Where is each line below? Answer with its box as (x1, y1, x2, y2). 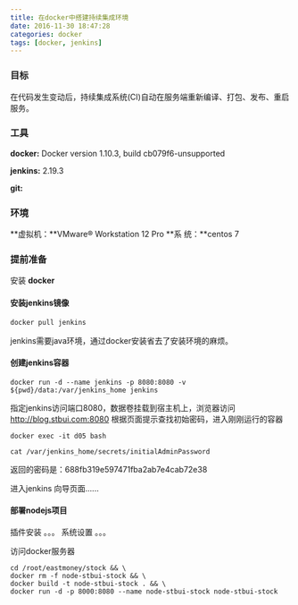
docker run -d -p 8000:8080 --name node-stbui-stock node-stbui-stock (10, 587, 278, 596)
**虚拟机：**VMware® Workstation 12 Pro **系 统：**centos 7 (10, 229, 240, 240)
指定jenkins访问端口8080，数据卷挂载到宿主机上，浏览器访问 (10, 402, 236, 413)
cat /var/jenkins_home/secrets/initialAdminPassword (10, 447, 211, 456)
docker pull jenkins (10, 318, 87, 327)
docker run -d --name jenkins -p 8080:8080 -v (10, 378, 186, 387)
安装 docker (10, 275, 55, 286)
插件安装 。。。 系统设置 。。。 (10, 526, 111, 537)
